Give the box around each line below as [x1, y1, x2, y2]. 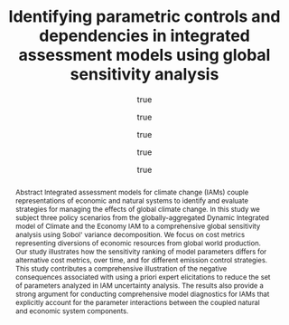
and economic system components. [14, 306, 129, 316]
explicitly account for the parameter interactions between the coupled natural [14, 297, 261, 307]
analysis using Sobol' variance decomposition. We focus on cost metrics [14, 229, 246, 239]
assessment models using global [18, 45, 271, 65]
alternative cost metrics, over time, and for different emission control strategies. [14, 255, 268, 264]
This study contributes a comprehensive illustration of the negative [14, 263, 228, 273]
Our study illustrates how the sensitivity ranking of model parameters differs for [14, 246, 267, 256]
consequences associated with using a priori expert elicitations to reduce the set [14, 272, 271, 282]
